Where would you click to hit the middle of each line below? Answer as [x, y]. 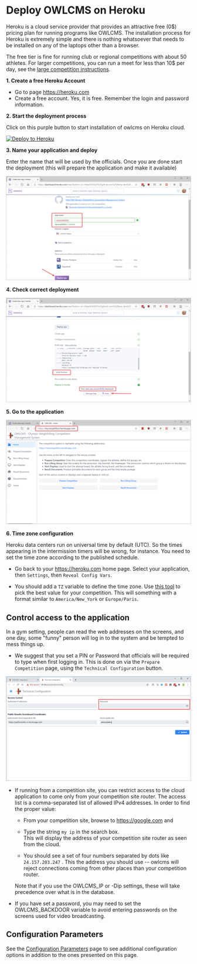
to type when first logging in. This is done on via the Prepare [87, 662]
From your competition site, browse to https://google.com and [98, 820]
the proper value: [35, 809]
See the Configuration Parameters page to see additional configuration [91, 949]
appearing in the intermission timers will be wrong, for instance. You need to [98, 551]
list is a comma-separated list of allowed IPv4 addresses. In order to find [102, 802]
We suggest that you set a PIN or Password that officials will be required [102, 656]
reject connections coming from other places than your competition [105, 868]
